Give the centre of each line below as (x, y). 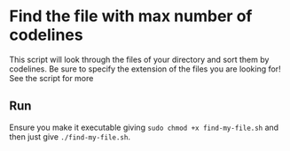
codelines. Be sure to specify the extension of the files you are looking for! (145, 69)
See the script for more (51, 78)
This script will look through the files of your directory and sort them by (139, 59)
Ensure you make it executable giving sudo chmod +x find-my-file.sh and (144, 127)
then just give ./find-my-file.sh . (70, 136)
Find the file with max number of (131, 16)
